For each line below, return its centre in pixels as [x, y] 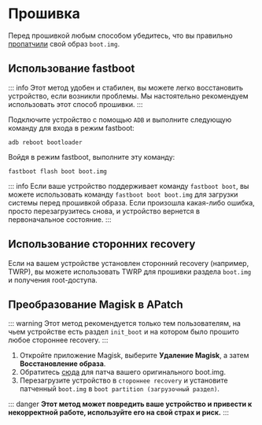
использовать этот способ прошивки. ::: [76, 104]
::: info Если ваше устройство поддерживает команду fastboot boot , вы [129, 186]
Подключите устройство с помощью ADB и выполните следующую [120, 120]
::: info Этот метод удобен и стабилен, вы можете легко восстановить [126, 87]
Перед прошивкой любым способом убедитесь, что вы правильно [121, 35]
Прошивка [44, 14]
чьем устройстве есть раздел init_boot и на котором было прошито [124, 332]
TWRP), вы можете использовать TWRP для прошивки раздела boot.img [130, 272]
